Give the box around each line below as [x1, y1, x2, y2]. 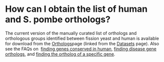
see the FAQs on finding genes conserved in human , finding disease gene [5, 46, 157, 52]
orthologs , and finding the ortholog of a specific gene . [5, 51, 116, 57]
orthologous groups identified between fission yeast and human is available [5, 35, 159, 41]
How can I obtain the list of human [5, 3, 148, 15]
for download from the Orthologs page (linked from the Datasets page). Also [5, 40, 160, 46]
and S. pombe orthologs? [5, 14, 111, 25]
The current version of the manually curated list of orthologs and [5, 30, 137, 36]
